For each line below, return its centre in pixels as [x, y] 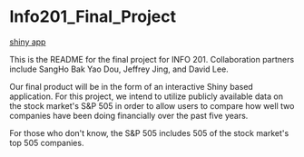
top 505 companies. [47, 142]
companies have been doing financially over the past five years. [129, 115]
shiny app [28, 42]
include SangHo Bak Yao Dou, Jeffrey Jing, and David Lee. [119, 69]
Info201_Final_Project [93, 17]
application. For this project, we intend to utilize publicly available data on [147, 96]
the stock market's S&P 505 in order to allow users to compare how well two [152, 105]
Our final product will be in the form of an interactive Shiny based [132, 86]
